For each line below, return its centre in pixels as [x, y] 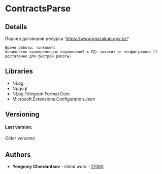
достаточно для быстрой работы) [38, 56]
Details [16, 27]
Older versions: [20, 138]
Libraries [19, 71]
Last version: [19, 127]
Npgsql [19, 88]
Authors [18, 155]
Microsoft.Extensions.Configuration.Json [54, 99]
